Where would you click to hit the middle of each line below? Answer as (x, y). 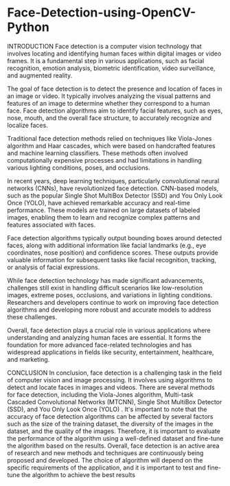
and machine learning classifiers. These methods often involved (97, 153)
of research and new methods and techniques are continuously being (105, 453)
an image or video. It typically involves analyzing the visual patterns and (109, 96)
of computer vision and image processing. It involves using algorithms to (110, 380)
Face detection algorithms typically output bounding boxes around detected (114, 238)
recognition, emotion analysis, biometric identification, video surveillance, (111, 68)
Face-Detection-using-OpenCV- (102, 13)
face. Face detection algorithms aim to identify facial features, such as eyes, (115, 111)
